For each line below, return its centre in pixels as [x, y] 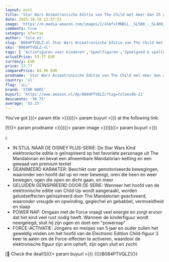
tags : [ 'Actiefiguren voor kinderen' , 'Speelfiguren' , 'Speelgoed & [77, 52]
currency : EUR [20, 61]
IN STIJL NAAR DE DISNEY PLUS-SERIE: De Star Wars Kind [74, 148]
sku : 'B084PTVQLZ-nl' [28, 47]
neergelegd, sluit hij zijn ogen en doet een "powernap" [69, 223]
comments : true [21, 29]
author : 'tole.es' [24, 38]
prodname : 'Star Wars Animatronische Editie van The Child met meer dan [83, 76]
